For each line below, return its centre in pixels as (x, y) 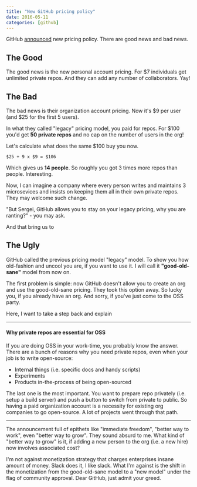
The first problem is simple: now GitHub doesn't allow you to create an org (96, 283)
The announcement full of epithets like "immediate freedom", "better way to (98, 429)
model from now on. (47, 272)
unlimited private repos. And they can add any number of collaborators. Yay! (98, 78)
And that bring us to (30, 227)
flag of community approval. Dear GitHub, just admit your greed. (84, 478)
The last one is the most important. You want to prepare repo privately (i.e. (96, 393)
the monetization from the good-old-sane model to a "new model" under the (98, 472)
